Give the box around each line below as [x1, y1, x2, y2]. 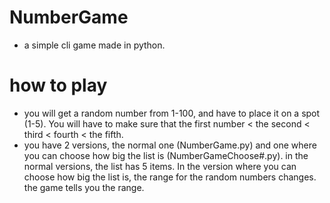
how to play [9, 74, 108, 97]
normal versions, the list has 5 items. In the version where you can [23, 160, 297, 172]
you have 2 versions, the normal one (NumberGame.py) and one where [23, 139, 317, 151]
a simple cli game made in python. [23, 39, 166, 51]
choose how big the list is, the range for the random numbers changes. [23, 171, 317, 183]
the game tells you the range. [23, 181, 145, 193]
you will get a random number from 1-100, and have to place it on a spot [23, 107, 321, 119]
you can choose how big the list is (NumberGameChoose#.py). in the [23, 149, 309, 161]
